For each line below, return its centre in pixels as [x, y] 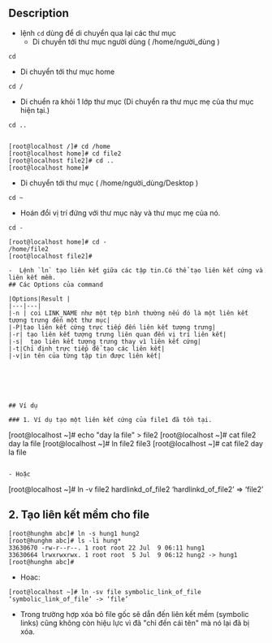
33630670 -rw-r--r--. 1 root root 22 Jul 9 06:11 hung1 [107, 548]
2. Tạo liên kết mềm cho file [79, 515]
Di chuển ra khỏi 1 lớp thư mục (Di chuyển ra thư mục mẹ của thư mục [137, 102]
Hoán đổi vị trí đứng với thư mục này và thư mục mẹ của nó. [120, 213]
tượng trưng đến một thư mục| [60, 320]
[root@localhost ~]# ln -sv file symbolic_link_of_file [105, 592]
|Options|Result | [39, 299]
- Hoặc [19, 474]
